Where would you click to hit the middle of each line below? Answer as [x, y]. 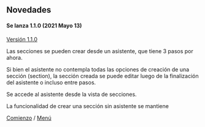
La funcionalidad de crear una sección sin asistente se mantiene [87, 106]
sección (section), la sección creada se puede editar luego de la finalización [102, 76]
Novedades [29, 10]
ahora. [14, 57]
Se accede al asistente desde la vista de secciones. [72, 94]
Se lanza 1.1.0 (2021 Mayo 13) [44, 25]
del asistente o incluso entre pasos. [51, 82]
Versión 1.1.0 [22, 39]
